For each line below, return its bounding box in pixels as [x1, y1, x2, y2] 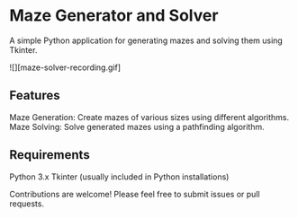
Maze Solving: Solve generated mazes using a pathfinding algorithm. [9, 121, 266, 132]
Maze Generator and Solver [9, 5, 219, 26]
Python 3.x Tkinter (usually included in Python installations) [9, 171, 230, 182]
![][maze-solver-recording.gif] [9, 62, 122, 73]
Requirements [9, 147, 90, 162]
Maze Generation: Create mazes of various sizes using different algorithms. [9, 111, 290, 122]
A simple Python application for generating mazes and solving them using [9, 35, 284, 46]
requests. [9, 198, 45, 209]
